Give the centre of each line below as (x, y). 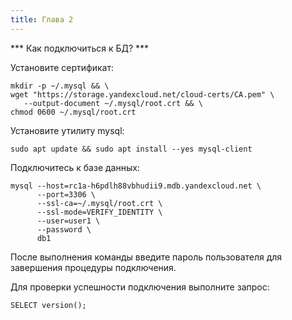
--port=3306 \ (66, 194)
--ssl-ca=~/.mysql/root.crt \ (99, 203)
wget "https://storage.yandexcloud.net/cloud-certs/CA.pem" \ (142, 94)
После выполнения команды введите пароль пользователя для (146, 257)
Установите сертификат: (62, 67)
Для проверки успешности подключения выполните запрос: (140, 287)
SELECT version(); (48, 305)
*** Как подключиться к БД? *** (80, 48)
